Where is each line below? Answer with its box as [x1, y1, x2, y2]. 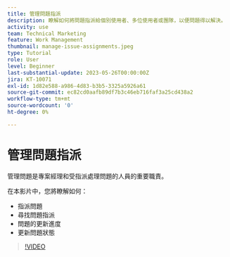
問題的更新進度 [17, 219, 61, 227]
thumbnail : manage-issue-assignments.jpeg [7, 43, 134, 50]
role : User [7, 56, 39, 63]
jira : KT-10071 [7, 75, 52, 83]
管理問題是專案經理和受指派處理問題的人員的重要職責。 [7, 172, 167, 180]
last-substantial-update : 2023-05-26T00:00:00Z [7, 69, 150, 76]
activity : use [7, 23, 49, 30]
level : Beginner [7, 63, 55, 70]
